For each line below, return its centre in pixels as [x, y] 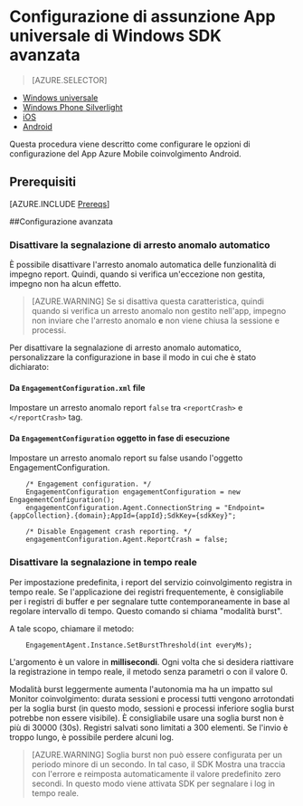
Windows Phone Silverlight [73, 107]
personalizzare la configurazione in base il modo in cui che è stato [133, 357]
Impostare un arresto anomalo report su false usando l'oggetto [126, 458]
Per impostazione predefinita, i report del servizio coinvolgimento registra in [151, 582]
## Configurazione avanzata [61, 221]
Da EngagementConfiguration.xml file [77, 387]
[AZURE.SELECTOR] [69, 80]
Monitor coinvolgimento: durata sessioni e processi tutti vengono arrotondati [152, 698]
